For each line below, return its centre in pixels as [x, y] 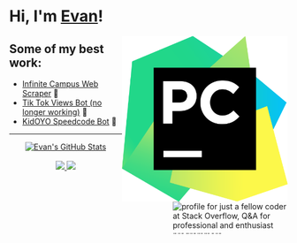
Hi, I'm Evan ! [56, 16]
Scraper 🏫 [40, 93]
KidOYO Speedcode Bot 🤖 [69, 121]
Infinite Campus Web [60, 84]
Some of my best [57, 49]
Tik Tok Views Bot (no [62, 103]
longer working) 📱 [55, 112]
